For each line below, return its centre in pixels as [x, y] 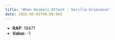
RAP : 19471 [24, 28]
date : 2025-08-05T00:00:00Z [34, 14]
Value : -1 [21, 33]
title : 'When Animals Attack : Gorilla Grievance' [58, 10]
